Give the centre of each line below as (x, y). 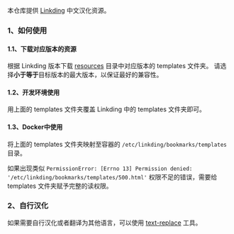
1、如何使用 (27, 30)
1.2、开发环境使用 (34, 92)
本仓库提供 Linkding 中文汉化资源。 (59, 10)
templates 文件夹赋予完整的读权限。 (60, 186)
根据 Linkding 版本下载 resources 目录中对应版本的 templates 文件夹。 (110, 66)
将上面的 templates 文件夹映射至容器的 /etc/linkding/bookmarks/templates (117, 144)
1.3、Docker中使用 (35, 127)
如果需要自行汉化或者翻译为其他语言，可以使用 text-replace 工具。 (105, 223)
